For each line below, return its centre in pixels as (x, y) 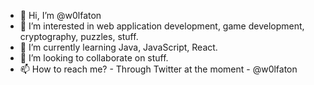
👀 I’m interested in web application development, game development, (162, 26)
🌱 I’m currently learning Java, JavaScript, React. (118, 47)
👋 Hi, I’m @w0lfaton (60, 15)
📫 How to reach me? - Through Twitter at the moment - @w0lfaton (158, 69)
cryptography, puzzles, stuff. (79, 36)
